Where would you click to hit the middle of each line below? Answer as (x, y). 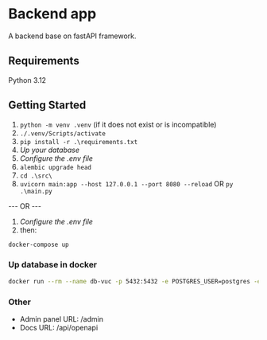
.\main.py (36, 191)
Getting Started (47, 106)
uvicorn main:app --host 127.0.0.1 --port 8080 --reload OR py (126, 183)
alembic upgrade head (55, 167)
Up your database (50, 150)
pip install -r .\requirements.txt (79, 142)
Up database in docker (53, 265)
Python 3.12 (27, 80)
